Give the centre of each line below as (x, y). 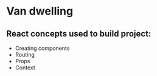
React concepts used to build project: (79, 34)
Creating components (42, 48)
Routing (25, 55)
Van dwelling (40, 11)
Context (25, 67)
